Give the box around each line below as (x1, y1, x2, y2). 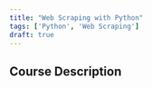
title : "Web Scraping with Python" (9, 13, 144, 23)
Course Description (9, 64, 122, 79)
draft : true (9, 30, 54, 39)
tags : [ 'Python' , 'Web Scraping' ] (9, 22, 140, 31)
